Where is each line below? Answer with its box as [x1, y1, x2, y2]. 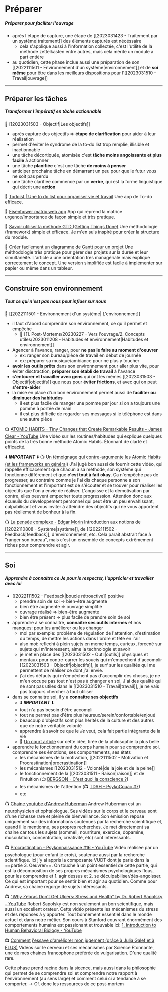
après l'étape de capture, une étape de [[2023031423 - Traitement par [12, 33, 158, 39]
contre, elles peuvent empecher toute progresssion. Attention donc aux [5, 493, 152, 499]
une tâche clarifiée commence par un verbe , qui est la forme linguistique [12, 178, 163, 184]
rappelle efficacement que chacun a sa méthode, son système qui [5, 466, 141, 472]
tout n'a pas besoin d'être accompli [19, 707, 93, 713]
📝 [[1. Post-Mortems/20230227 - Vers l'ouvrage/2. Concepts [19, 331, 145, 337]
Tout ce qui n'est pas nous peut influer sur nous [5, 298, 106, 304]
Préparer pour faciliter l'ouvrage [5, 20, 74, 26]
